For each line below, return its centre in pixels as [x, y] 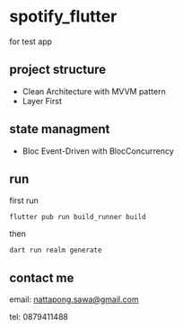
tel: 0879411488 [39, 317]
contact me [42, 277]
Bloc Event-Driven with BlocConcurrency [98, 151]
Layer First [42, 101]
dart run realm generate [56, 250]
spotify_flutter [63, 17]
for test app [30, 41]
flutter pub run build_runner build [78, 218]
